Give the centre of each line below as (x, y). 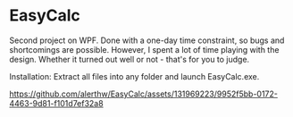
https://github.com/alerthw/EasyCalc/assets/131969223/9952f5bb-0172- (144, 94)
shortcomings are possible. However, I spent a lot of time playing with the (144, 49)
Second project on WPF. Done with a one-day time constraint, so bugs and (147, 40)
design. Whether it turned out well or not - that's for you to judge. (130, 59)
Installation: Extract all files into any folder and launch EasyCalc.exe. (134, 76)
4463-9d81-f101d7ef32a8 (57, 103)
